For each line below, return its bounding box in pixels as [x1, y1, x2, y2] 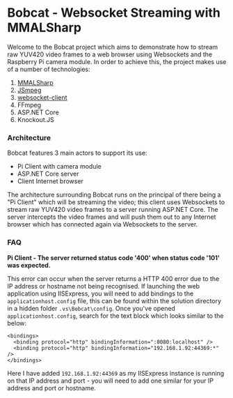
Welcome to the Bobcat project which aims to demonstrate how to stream [7, 43, 218, 51]
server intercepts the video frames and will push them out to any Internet [7, 213, 216, 221]
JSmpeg [17, 86, 42, 94]
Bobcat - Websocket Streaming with [7, 5, 221, 21]
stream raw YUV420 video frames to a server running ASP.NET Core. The [7, 206, 218, 214]
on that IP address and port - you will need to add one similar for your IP [7, 376, 214, 385]
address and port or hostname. [7, 383, 96, 392]
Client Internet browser [17, 177, 83, 185]
